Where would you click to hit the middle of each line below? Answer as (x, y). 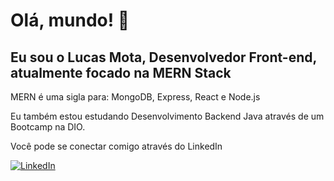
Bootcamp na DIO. (48, 127)
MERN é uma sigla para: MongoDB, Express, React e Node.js (135, 97)
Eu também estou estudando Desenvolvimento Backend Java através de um (167, 116)
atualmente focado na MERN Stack (121, 72)
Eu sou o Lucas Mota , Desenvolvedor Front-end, (163, 57)
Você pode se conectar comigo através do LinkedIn (116, 146)
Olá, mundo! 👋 (70, 20)
